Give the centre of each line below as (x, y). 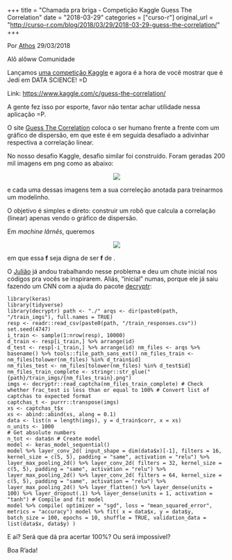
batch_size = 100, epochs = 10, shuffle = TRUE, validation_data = (107, 518)
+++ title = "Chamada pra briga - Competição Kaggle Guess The (100, 10)
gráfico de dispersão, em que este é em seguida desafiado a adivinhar (108, 135)
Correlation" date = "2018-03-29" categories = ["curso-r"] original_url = (110, 17)
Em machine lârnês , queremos (51, 231)
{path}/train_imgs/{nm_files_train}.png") (69, 378)
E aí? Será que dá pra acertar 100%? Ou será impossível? (89, 537)
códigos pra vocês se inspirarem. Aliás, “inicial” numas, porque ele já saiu (113, 279)
